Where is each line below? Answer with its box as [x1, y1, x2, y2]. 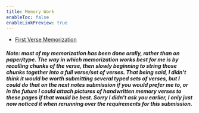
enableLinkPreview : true [6, 20, 68, 26]
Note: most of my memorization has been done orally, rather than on [6, 49, 180, 56]
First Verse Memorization [14, 36, 77, 43]
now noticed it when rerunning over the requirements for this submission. [6, 100, 192, 107]
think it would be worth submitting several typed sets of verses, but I [6, 75, 180, 82]
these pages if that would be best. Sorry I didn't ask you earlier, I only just [6, 93, 192, 101]
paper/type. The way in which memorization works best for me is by [6, 56, 179, 63]
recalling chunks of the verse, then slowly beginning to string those [6, 62, 178, 69]
